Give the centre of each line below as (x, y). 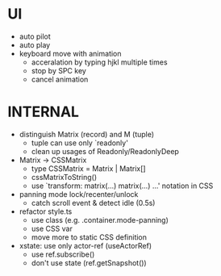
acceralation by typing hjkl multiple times (99, 62)
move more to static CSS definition (89, 237)
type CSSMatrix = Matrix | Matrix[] (88, 168)
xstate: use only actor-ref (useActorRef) (85, 245)
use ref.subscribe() (63, 254)
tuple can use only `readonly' (79, 143)
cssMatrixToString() (64, 177)
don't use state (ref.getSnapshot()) (89, 262)
